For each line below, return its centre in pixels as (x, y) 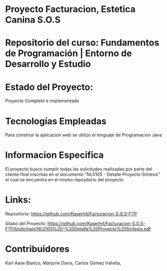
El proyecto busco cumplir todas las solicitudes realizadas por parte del (79, 169)
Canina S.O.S (33, 20)
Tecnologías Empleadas (56, 121)
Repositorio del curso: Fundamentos (82, 43)
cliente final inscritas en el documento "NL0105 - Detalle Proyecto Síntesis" (83, 174)
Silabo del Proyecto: (26, 223)
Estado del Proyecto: (49, 87)
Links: (18, 200)
